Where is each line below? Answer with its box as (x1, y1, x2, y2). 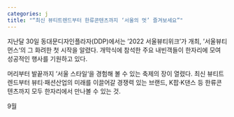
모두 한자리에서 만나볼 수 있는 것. (31, 87, 121, 95)
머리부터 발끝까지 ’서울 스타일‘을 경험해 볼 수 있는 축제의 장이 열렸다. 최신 (7, 69, 206, 78)
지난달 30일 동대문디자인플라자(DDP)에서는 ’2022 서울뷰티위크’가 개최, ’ (7, 36, 205, 46)
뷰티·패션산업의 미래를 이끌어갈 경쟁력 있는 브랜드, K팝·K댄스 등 (31, 78, 204, 86)
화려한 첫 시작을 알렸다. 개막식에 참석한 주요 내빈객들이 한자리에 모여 (34, 46, 221, 54)
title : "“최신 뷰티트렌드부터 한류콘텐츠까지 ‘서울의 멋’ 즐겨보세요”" (7, 17, 184, 24)
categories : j (7, 10, 49, 18)
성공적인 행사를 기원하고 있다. (7, 54, 88, 63)
